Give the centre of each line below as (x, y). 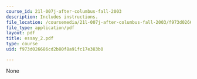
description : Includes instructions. (52, 17)
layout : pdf (21, 33)
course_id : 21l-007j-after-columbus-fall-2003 (64, 11)
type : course (22, 44)
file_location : (25, 22)
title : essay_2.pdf (30, 38)
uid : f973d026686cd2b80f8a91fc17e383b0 (55, 49)
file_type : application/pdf (40, 28)
